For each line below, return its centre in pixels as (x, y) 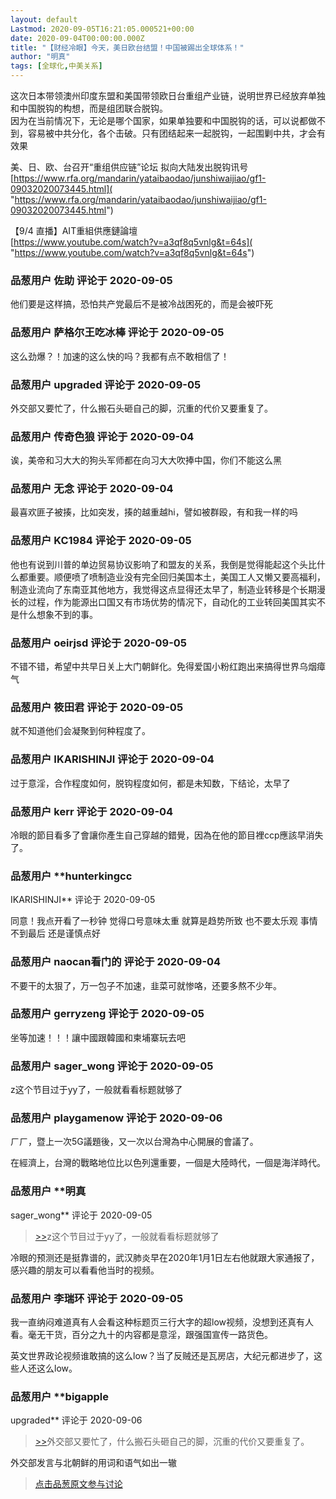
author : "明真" (40, 57)
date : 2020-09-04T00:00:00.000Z (77, 38)
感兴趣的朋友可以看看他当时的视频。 (85, 1270)
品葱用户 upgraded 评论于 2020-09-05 (106, 384)
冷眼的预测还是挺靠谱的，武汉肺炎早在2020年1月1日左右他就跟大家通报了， (165, 1257)
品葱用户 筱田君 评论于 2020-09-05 (97, 707)
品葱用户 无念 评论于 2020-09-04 (92, 489)
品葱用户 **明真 (48, 1191)
